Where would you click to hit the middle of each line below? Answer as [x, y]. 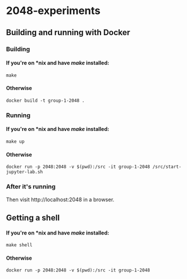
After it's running [31, 187]
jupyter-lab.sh [25, 172]
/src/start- [167, 167]
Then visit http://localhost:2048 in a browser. [60, 199]
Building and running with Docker [68, 32]
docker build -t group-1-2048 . [45, 101]
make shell [19, 245]
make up [15, 142]
